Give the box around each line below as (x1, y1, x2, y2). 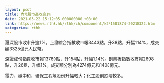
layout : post (5, 7, 32, 12)
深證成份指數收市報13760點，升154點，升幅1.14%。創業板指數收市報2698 (5, 56, 154, 62)
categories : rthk (5, 26, 41, 30)
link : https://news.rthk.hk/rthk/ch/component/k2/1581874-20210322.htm (5, 21, 155, 26)
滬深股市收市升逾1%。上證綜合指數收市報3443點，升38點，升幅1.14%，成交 (5, 40, 160, 46)
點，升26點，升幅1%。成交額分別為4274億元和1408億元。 (5, 62, 123, 68)
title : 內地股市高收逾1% (5, 12, 51, 17)
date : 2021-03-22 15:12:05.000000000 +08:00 (5, 16, 98, 21)
